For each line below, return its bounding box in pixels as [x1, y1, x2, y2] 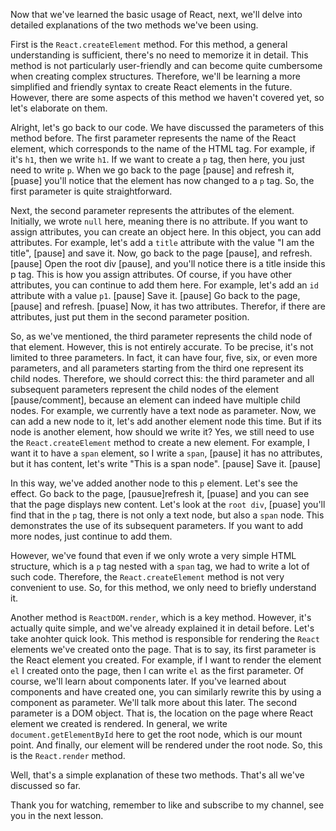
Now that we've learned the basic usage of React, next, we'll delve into [10, 9, 303, 20]
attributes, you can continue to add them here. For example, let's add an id [10, 279, 319, 291]
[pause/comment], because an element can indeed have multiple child [10, 394, 301, 406]
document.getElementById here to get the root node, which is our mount [10, 729, 303, 740]
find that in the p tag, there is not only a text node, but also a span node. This [10, 509, 325, 521]
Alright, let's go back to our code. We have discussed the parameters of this [10, 122, 325, 133]
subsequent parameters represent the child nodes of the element [10, 384, 279, 395]
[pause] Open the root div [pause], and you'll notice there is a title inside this [10, 258, 326, 269]
